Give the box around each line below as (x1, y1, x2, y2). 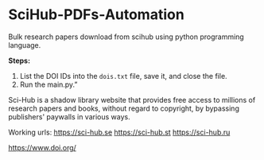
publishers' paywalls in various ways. (8, 111, 130, 121)
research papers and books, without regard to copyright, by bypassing (8, 103, 240, 113)
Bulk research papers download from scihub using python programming (8, 32, 244, 41)
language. (8, 40, 41, 49)
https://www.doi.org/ (8, 142, 77, 152)
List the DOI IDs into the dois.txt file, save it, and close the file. (19, 71, 228, 80)
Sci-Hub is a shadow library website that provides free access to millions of (8, 95, 256, 104)
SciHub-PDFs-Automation (8, 6, 184, 24)
